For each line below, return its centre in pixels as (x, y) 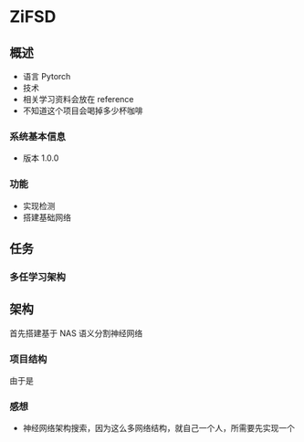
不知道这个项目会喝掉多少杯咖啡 (83, 110)
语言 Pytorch (47, 76)
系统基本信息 (38, 136)
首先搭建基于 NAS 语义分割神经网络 (76, 333)
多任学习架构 (38, 277)
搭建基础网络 (47, 217)
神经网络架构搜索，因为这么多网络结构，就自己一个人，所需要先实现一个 (158, 428)
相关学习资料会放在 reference (78, 99)
